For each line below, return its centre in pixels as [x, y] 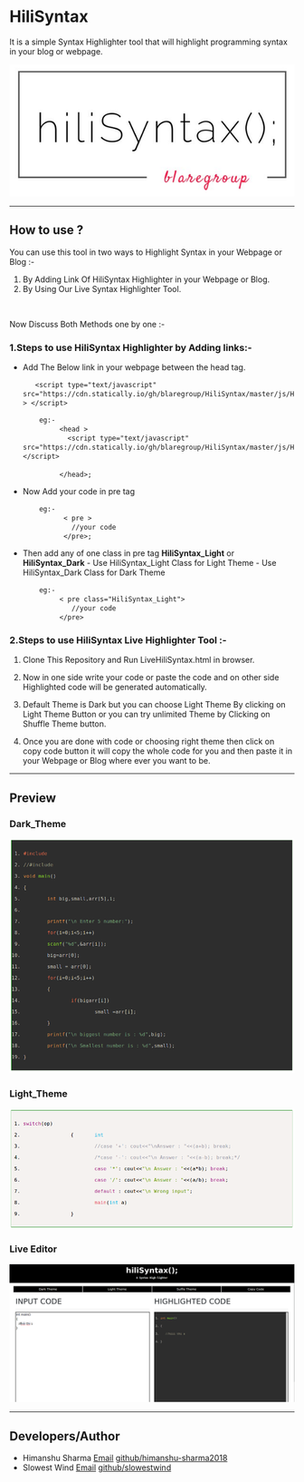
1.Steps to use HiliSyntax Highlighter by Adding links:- [131, 347]
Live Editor [33, 1249]
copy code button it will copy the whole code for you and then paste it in [157, 751]
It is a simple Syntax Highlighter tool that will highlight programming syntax [148, 42]
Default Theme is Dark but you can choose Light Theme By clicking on [154, 705]
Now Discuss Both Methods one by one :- [87, 324]
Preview [33, 798]
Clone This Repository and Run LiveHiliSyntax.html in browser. [138, 660]
